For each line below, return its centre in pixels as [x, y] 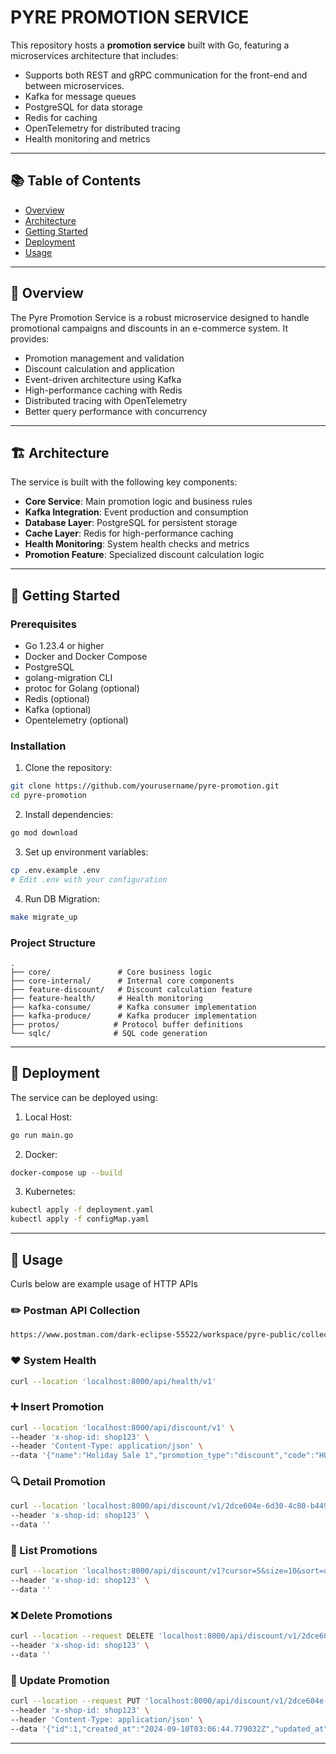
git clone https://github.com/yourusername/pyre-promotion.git [145, 786]
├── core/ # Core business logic [111, 972]
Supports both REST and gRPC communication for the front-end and [166, 75]
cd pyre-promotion [48, 796]
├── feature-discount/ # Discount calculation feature [131, 989]
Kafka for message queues [80, 96]
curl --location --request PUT [75, 1701]
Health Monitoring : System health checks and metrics [137, 544]
